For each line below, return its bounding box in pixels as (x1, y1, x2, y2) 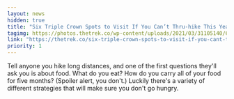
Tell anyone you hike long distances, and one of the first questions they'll (7, 62, 217, 70)
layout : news (7, 10, 45, 17)
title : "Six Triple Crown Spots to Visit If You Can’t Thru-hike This (7, 23, 217, 30)
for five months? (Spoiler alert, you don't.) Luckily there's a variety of (7, 77, 205, 84)
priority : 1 (7, 43, 42, 49)
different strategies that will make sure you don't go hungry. (7, 84, 179, 92)
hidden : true (7, 17, 45, 24)
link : (7, 36, 23, 43)
